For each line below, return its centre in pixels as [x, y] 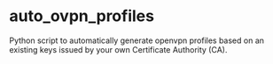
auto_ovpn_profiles [82, 16]
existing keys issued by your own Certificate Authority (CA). [118, 49]
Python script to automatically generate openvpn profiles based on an [136, 40]
